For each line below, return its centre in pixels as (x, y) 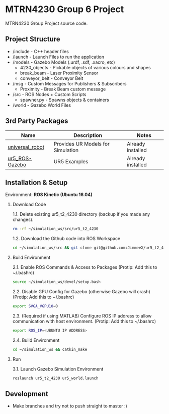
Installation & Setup (36, 182)
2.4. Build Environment (36, 340)
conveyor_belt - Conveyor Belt (52, 78)
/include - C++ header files (40, 51)
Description (88, 135)
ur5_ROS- (20, 158)
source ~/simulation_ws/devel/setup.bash (56, 282)
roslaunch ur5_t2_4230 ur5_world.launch (55, 378)
